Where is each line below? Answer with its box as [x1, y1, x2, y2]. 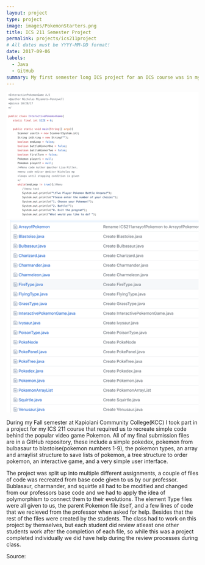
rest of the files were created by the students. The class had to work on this [6, 515, 196, 522]
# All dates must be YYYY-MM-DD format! [6, 42, 111, 48]
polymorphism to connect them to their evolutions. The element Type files [6, 495, 192, 503]
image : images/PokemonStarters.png [6, 23, 97, 29]
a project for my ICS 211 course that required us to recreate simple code [6, 425, 187, 433]
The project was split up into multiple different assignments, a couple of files [6, 470, 199, 477]
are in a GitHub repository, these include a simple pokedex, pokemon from [6, 438, 193, 445]
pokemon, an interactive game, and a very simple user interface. [6, 458, 168, 465]
